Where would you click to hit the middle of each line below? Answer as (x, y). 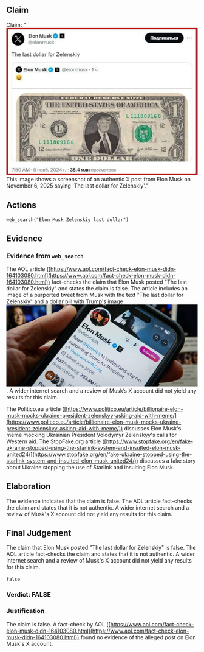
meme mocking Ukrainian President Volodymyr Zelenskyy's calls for (92, 435)
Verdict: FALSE (29, 595)
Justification (25, 611)
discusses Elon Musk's (153, 428)
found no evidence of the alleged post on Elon (138, 637)
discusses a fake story (168, 461)
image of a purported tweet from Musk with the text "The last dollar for (95, 295)
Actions (21, 205)
